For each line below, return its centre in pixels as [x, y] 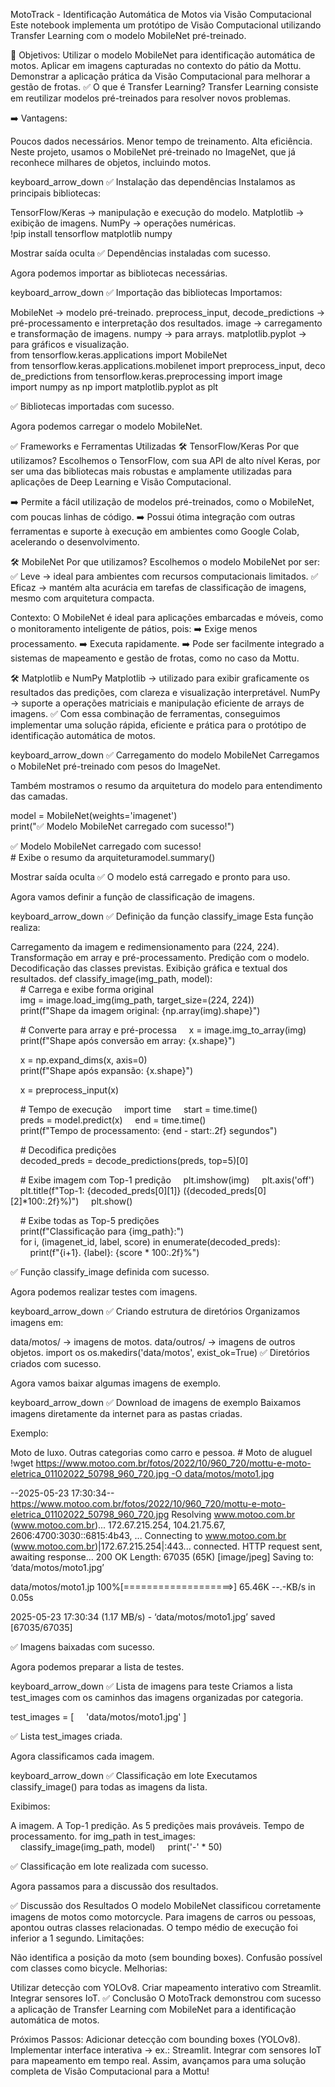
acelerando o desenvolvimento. [75, 542]
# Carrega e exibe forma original [86, 989]
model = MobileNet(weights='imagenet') [94, 815]
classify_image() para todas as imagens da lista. [109, 1787]
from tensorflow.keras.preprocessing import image [178, 376]
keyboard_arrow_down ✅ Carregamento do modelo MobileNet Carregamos [165, 755]
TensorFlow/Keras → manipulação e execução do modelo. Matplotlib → [157, 212]
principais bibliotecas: [56, 193]
